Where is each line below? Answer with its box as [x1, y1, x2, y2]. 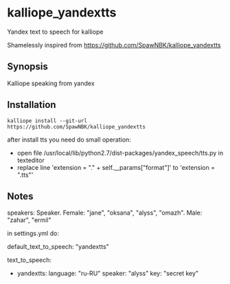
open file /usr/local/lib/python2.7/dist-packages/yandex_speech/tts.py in [16, 149, 224, 157]
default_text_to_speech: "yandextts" [7, 243, 110, 251]
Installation [7, 99, 56, 111]
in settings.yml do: [7, 229, 60, 238]
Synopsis [7, 61, 48, 73]
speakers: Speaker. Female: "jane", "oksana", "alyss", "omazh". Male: [7, 208, 203, 217]
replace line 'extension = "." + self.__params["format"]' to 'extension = [16, 163, 215, 171]
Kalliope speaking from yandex [7, 79, 95, 87]
